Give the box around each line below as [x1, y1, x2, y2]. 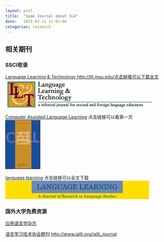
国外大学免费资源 [5, 208, 47, 215]
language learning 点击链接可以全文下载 [5, 175, 89, 181]
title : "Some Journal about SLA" [5, 13, 79, 19]
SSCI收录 [5, 61, 28, 68]
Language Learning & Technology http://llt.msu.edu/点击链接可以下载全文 [5, 73, 159, 79]
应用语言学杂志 [5, 220, 37, 226]
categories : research [5, 24, 51, 29]
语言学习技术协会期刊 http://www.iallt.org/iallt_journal [5, 231, 117, 237]
